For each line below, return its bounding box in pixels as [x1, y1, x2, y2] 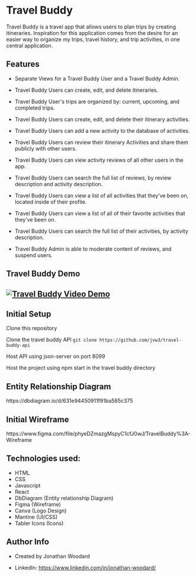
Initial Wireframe [6, 414, 69, 424]
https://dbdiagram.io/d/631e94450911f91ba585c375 [6, 398, 133, 405]
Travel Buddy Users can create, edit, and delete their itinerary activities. [14, 116, 190, 123]
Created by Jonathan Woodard [14, 552, 90, 560]
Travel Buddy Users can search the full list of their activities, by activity [14, 227, 188, 235]
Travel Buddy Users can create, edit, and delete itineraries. [14, 86, 159, 94]
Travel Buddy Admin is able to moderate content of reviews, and [14, 245, 172, 252]
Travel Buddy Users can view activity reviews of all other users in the [14, 156, 184, 164]
